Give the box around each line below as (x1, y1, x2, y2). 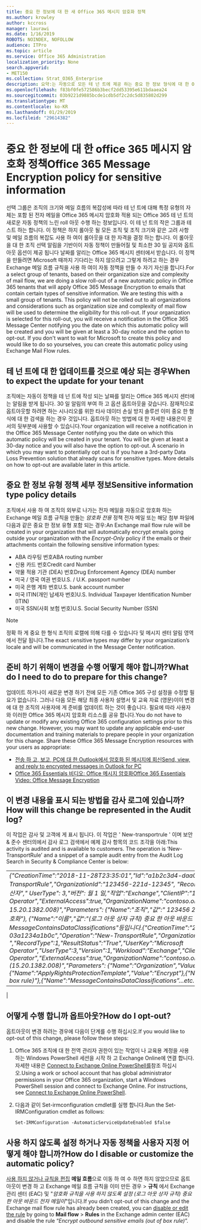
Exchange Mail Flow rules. (6, 347, 71, 355)
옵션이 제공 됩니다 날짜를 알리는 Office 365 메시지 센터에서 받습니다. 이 (17, 249, 184, 256)
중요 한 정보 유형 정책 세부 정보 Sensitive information (6, 480, 193, 490)
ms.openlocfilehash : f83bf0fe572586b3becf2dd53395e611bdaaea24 (6, 87, 167, 93)
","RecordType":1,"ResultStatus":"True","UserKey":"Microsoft (9, 939, 184, 947)
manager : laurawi (6, 25, 50, 32)
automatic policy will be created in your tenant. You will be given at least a (6, 436, 188, 443)
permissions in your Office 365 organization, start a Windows (14, 1076, 166, 1084)
